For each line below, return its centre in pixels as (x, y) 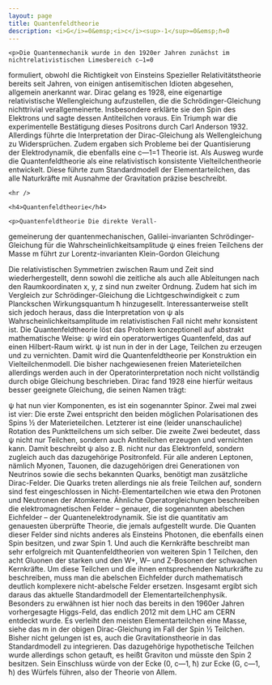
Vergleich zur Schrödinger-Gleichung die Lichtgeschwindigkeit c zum (124, 296)
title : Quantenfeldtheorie (54, 23)
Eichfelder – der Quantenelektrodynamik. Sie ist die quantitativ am (118, 517)
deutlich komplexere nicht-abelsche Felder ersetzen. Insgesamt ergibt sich (133, 586)
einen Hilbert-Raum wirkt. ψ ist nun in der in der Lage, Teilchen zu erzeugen (135, 347)
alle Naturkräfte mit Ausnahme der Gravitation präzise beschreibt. (118, 178)
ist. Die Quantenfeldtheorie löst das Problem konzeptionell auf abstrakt (126, 330)
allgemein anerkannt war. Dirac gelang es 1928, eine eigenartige (115, 92)
